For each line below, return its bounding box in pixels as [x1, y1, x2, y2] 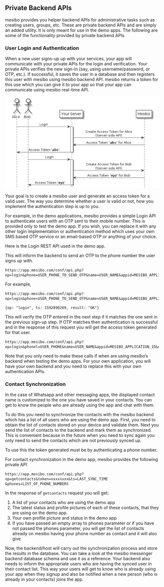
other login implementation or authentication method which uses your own [5, 228, 155, 234]
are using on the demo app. [12, 510, 68, 516]
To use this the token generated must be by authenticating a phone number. [5, 447, 158, 453]
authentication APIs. [5, 368, 45, 374]
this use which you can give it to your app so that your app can [5, 82, 132, 87]
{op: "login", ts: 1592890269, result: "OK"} [5, 305, 99, 310]
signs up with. [5, 257, 33, 263]
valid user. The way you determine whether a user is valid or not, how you [5, 198, 154, 204]
